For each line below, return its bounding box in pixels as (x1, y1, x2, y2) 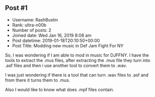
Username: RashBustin (12, 17, 58, 22)
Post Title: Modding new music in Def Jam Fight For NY (12, 42, 124, 48)
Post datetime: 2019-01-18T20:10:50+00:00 (12, 38, 100, 43)
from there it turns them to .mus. (5, 77, 70, 83)
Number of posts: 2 (12, 27, 52, 33)
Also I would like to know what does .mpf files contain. (5, 86, 115, 92)
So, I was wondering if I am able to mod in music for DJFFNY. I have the (5, 52, 149, 58)
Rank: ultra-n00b (12, 22, 47, 28)
